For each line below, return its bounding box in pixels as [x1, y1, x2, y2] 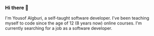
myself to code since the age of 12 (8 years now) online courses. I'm [5, 20, 142, 26]
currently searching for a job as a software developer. [5, 25, 113, 31]
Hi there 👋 [5, 4, 29, 11]
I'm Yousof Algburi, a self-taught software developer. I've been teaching [5, 15, 150, 21]
